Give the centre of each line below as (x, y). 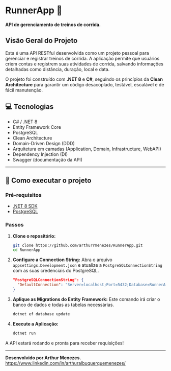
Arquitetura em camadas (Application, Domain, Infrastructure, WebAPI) (87, 149)
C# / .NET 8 (25, 122)
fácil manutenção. (24, 90)
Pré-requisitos (23, 195)
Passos (15, 225)
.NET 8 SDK (25, 206)
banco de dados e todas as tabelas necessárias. (63, 305)
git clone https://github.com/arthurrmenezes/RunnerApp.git (78, 245)
